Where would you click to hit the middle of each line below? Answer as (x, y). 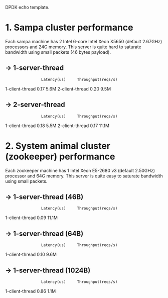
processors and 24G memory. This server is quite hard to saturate (73, 47)
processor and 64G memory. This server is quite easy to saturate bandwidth (84, 176)
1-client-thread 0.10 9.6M (31, 255)
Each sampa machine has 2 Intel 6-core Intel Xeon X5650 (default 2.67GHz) (84, 41)
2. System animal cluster (58, 146)
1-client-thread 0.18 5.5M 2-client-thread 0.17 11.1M (57, 126)
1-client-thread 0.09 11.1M (31, 218)
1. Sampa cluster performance (69, 28)
